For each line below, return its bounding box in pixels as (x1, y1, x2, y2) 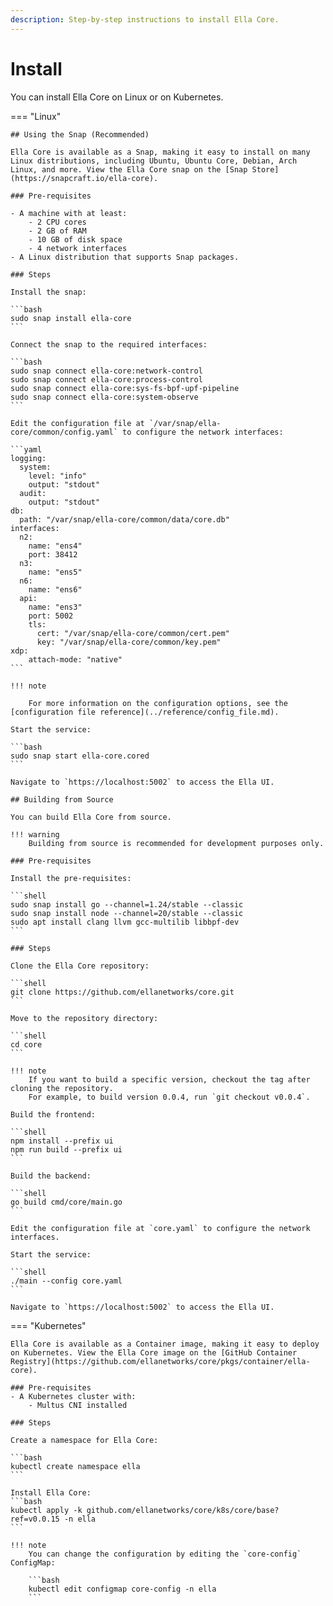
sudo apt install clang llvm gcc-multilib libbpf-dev (10, 917, 240, 927)
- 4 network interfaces (28, 243, 128, 253)
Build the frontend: (10, 1109, 97, 1120)
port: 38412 (28, 549, 78, 560)
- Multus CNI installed (28, 1400, 128, 1410)
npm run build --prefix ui (10, 1144, 123, 1155)
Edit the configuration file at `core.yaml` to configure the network (10, 1223, 311, 1233)
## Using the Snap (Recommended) (10, 129, 150, 140)
